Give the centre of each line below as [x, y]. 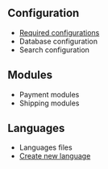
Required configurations [59, 32]
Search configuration [54, 49]
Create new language [55, 156]
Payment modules [49, 94]
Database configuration [58, 41]
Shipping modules [49, 103]
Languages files [46, 147]
